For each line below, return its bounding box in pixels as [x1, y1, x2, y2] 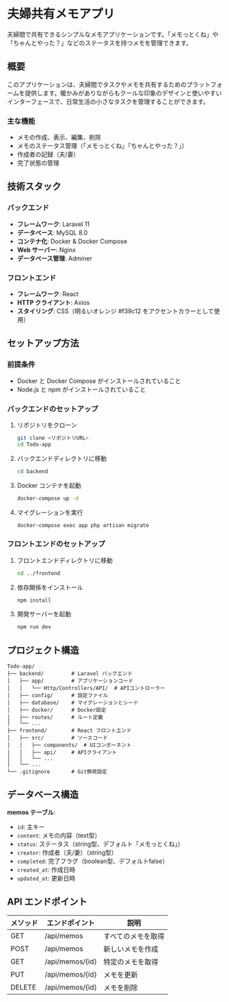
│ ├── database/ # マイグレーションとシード [7, 700, 139, 707]
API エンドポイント [7, 896, 87, 908]
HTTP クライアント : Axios [16, 299, 90, 307]
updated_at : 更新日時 [16, 874, 76, 882]
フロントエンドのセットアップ [7, 539, 106, 549]
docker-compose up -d [16, 495, 79, 502]
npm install [16, 597, 51, 604]
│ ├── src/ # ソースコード [7, 735, 108, 742]
